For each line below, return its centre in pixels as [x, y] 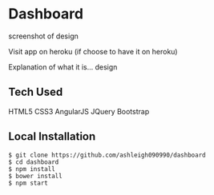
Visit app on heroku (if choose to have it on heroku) [93, 51]
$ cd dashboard [34, 162]
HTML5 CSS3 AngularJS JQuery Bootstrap [79, 111]
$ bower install [35, 176]
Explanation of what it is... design [63, 67]
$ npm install [32, 169]
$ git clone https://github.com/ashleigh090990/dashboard [107, 155]
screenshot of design [43, 36]
